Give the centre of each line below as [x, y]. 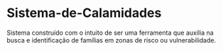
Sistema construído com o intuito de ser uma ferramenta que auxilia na [110, 33]
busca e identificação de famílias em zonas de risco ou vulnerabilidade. [111, 40]
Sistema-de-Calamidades [84, 13]
